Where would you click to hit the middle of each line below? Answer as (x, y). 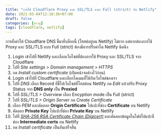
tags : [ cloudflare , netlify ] (35, 28)
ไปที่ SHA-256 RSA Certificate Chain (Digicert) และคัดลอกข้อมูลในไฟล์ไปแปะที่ (83, 117)
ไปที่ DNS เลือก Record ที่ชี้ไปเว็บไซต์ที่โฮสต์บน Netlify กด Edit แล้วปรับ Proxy (80, 84)
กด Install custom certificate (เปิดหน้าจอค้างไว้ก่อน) (59, 73)
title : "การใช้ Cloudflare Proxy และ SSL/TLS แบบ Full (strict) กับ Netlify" (81, 9)
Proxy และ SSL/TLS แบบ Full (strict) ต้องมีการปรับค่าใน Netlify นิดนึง (67, 47)
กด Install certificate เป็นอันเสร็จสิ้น (44, 127)
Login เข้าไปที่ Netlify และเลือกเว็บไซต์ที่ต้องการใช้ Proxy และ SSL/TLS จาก (77, 57)
